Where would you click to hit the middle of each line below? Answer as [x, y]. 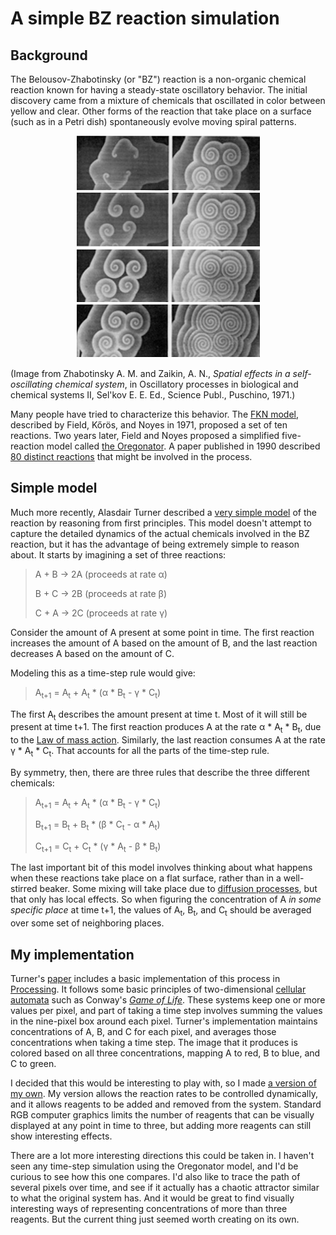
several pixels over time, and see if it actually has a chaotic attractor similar [165, 1187]
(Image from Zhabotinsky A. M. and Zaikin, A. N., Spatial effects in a [150, 373]
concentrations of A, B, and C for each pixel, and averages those [143, 1031]
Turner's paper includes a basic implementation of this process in [145, 978]
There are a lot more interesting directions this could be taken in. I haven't [162, 1155]
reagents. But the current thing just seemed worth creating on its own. [155, 1219]
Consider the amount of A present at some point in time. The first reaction [162, 632]
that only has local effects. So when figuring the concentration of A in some [166, 899]
